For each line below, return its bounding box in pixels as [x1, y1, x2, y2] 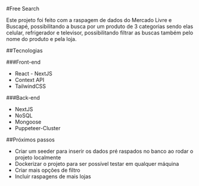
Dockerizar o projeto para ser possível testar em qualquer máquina [14, 160, 179, 167]
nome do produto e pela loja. [6, 36, 77, 42]
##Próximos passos [6, 136, 55, 143]
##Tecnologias [6, 47, 43, 54]
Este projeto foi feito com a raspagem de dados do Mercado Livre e [6, 17, 172, 23]
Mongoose [14, 118, 42, 125]
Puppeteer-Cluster [14, 125, 61, 131]
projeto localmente [14, 154, 61, 161]
